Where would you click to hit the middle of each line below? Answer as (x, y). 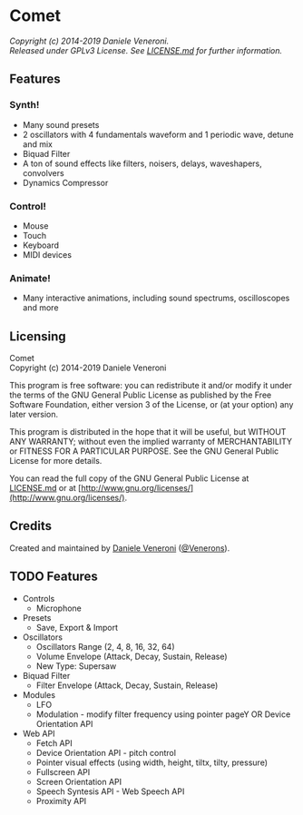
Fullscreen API (63, 771)
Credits (31, 526)
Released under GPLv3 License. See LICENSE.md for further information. (146, 50)
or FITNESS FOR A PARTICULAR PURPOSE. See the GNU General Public (144, 451)
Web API (39, 733)
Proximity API (61, 800)
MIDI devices (47, 254)
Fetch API (54, 743)
